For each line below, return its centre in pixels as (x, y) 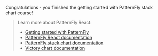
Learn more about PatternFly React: (55, 22)
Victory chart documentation (55, 48)
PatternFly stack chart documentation (64, 43)
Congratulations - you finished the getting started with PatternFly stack (79, 7)
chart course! (19, 13)
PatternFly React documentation (59, 38)
